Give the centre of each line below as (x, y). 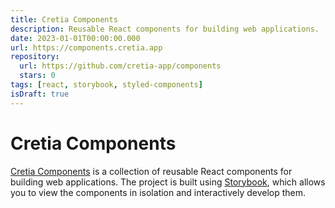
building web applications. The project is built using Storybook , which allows (168, 182)
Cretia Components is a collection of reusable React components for (151, 171)
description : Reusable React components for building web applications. (165, 29)
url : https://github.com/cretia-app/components (120, 66)
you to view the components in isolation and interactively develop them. (158, 192)
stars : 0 (37, 76)
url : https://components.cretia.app (86, 47)
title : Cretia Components (64, 19)
